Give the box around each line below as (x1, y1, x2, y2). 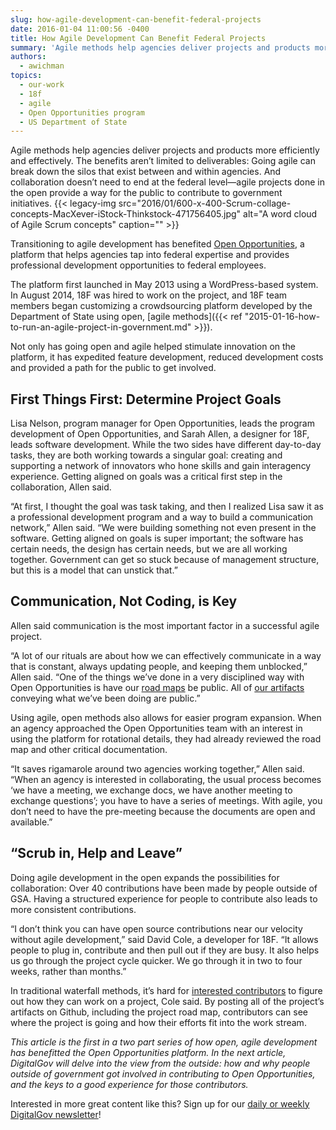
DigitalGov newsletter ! (10, 1108, 102, 1120)
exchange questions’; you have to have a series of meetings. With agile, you (10, 794, 323, 806)
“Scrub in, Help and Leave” (10, 845, 183, 862)
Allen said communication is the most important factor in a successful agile (10, 619, 320, 631)
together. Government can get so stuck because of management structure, (10, 554, 320, 566)
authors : (10, 52, 47, 62)
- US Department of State (19, 117, 128, 127)
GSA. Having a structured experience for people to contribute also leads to (10, 892, 318, 905)
